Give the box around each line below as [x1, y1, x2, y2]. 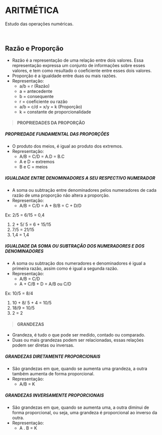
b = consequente [19, 93, 54, 99]
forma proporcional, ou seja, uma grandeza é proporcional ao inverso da [12, 410, 157, 416]
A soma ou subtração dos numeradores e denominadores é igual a [12, 260, 146, 267]
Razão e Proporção [5, 44, 64, 53]
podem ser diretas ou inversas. [12, 342, 74, 348]
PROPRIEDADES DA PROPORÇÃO [17, 120, 85, 126]
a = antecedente [19, 88, 53, 94]
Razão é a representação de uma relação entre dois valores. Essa [12, 57, 144, 63]
